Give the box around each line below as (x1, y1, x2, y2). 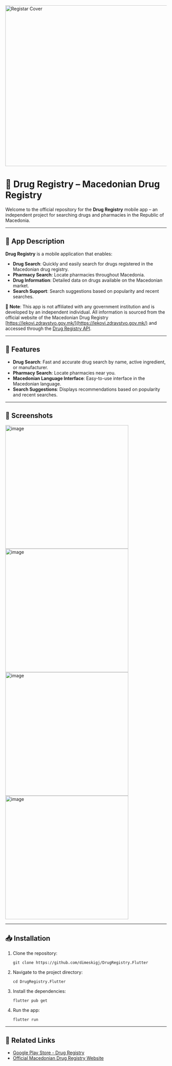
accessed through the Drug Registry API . (5, 325, 92, 331)
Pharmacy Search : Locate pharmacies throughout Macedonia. (12, 271, 145, 277)
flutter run (12, 1017, 38, 1022)
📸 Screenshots (5, 411, 53, 420)
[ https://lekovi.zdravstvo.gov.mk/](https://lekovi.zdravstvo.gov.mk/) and (5, 320, 157, 326)
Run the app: (12, 1007, 40, 1013)
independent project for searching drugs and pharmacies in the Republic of (5, 212, 164, 218)
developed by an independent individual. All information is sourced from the (5, 309, 165, 315)
